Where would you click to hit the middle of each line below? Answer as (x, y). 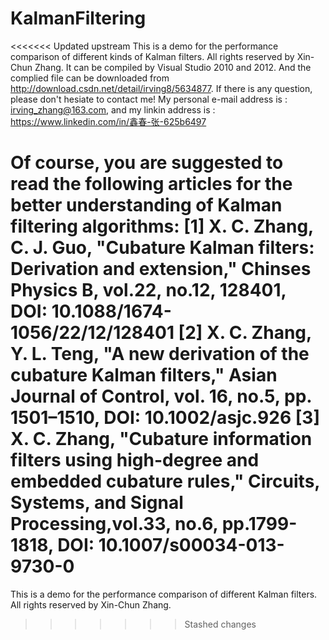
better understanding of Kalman (146, 205)
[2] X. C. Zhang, (245, 333)
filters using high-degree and (135, 460)
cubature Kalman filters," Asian (144, 375)
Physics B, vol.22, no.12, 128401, (148, 290)
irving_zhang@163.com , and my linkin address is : (113, 109)
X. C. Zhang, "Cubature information (161, 439)
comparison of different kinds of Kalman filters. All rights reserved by (152, 56)
